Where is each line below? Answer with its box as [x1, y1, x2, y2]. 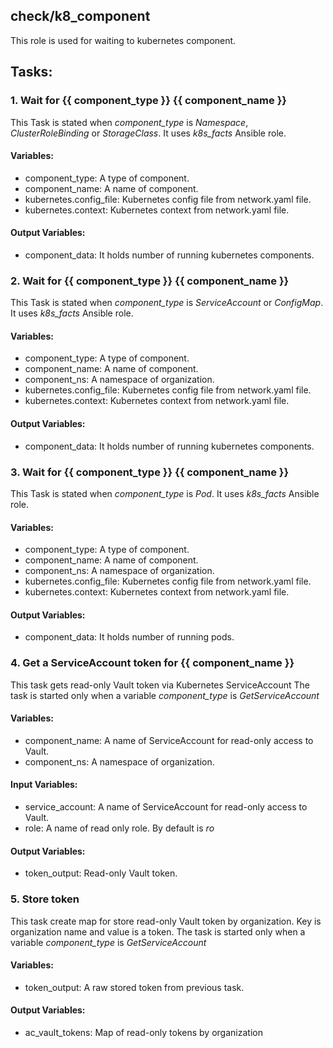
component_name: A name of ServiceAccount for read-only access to [24, 734, 314, 746]
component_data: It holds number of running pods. [24, 631, 235, 643]
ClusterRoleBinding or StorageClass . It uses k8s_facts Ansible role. [10, 127, 287, 139]
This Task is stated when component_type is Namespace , [10, 116, 249, 128]
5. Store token [10, 892, 80, 906]
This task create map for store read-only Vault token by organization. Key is [10, 915, 322, 927]
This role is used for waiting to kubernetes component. [10, 34, 237, 46]
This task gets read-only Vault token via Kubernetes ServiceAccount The [10, 679, 311, 691]
